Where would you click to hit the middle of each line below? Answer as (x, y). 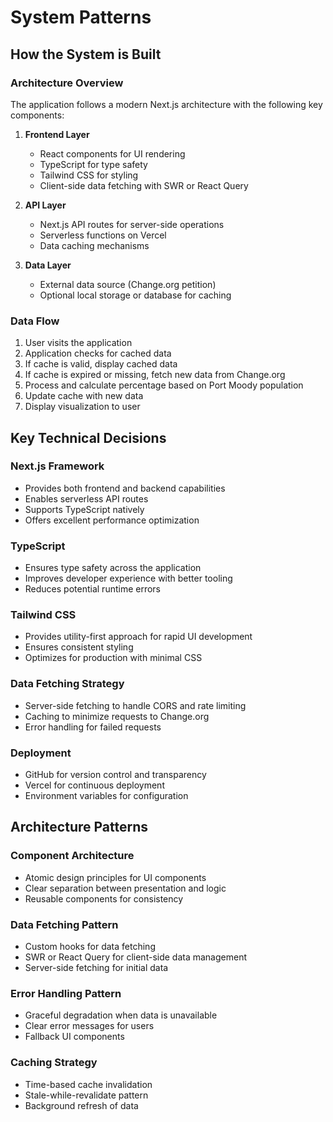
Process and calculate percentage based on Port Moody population (164, 385)
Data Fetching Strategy (67, 684)
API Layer (45, 205)
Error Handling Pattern (66, 993)
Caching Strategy (54, 1063)
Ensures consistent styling (79, 647)
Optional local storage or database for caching (135, 295)
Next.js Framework (57, 466)
